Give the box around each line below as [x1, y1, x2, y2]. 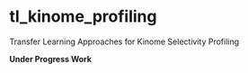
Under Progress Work [9, 53, 93, 64]
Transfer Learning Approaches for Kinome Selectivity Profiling [9, 36, 240, 47]
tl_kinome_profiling [9, 6, 157, 27]
